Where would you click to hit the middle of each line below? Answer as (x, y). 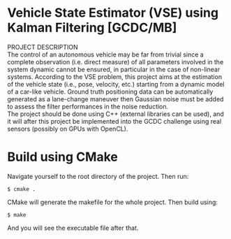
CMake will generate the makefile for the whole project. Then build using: (113, 202)
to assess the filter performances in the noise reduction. (88, 106)
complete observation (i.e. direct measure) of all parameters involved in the (115, 61)
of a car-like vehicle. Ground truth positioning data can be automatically (110, 92)
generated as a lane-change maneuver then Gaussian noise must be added (115, 99)
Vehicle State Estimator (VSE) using (113, 13)
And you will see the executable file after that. (73, 228)
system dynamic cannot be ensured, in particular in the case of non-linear (114, 69)
